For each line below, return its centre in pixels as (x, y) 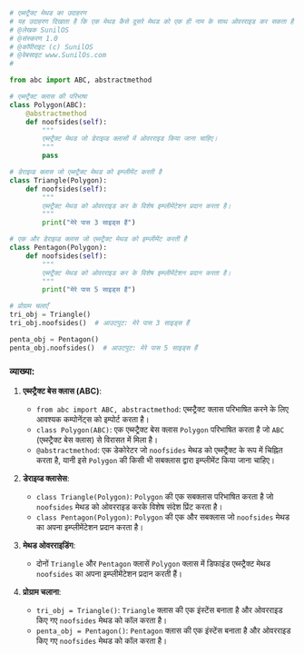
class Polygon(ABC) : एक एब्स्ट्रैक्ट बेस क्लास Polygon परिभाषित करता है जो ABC (160, 429)
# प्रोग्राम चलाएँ (29, 306)
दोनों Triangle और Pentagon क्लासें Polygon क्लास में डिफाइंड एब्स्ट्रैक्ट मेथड (153, 563)
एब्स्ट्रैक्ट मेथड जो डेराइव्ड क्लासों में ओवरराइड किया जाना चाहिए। (130, 139)
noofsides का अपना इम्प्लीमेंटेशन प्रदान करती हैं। (109, 573)
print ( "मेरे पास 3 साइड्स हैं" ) (89, 223)
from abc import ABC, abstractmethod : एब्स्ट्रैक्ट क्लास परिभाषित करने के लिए (162, 409)
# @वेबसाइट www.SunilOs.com (58, 55)
